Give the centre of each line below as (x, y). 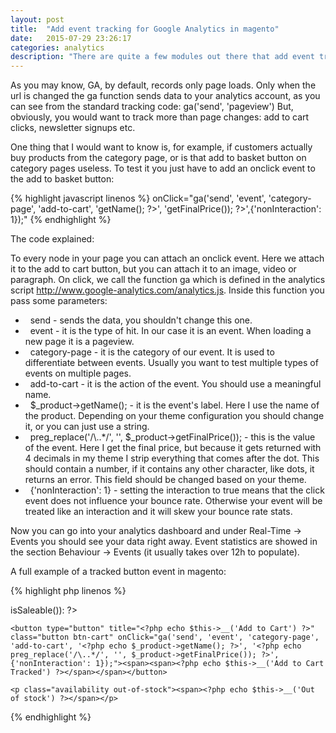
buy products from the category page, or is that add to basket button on (158, 158)
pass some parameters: (59, 301)
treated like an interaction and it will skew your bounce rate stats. (158, 512)
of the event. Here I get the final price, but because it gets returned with (173, 448)
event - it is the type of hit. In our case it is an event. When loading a (170, 331)
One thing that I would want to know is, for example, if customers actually (161, 147)
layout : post (37, 19)
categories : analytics (57, 47)
